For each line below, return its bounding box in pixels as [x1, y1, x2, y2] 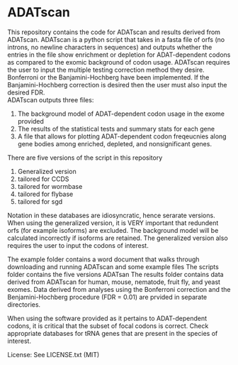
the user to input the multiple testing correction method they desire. [7, 65, 205, 74]
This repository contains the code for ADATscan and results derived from [7, 28, 221, 36]
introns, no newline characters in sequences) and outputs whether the [7, 43, 212, 51]
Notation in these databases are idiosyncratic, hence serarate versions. [7, 211, 215, 219]
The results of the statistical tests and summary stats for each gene [17, 124, 215, 133]
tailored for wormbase [17, 182, 83, 190]
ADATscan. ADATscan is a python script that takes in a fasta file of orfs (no [7, 35, 225, 43]
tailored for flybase [17, 190, 74, 198]
